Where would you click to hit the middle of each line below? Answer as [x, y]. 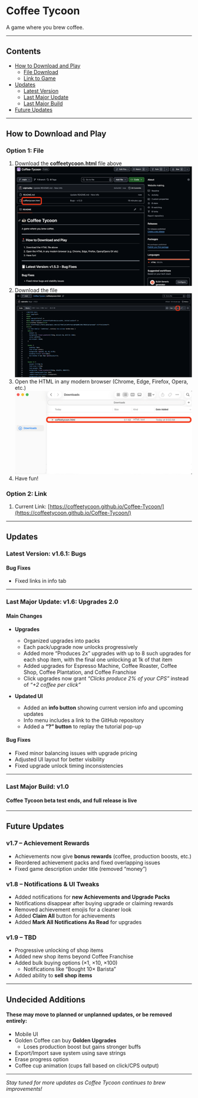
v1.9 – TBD [22, 937]
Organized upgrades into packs [62, 641]
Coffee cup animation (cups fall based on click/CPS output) [87, 1065]
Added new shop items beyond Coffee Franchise [74, 957]
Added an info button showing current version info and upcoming [103, 708]
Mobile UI [26, 1034]
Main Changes [24, 616]
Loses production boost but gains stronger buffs [82, 1047]
